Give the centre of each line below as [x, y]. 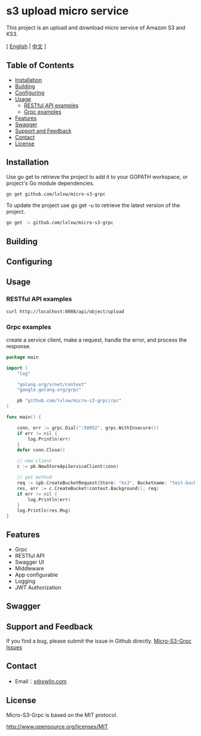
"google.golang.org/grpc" [49, 390]
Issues [14, 647]
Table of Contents [40, 66]
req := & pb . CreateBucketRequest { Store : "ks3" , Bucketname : [92, 483]
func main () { [24, 417]
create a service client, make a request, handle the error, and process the [97, 340]
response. [19, 346]
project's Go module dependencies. [50, 183]
